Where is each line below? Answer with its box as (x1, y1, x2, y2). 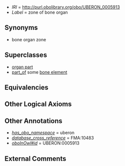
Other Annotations (4, 116, 62, 125)
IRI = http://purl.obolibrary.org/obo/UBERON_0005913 (11, 4, 120, 10)
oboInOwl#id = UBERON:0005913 (11, 140, 80, 146)
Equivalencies (4, 83, 48, 92)
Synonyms (4, 24, 38, 32)
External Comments (4, 154, 66, 163)
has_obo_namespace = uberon (11, 130, 75, 136)
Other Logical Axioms (4, 100, 72, 109)
